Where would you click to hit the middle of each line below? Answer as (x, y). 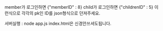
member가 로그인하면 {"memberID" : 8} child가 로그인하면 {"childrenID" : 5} (79, 7)
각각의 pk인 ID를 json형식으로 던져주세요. (61, 13)
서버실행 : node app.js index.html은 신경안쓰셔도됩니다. (58, 23)
